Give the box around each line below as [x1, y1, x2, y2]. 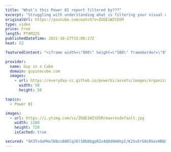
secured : [5, 139, 24, 144]
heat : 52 [5, 41, 24, 46]
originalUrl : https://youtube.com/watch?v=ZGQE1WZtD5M [5, 17, 124, 22]
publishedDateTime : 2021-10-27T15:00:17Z [5, 36, 95, 41]
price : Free [5, 27, 31, 32]
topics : [5, 96, 22, 102]
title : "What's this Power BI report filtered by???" [5, 7, 122, 13]
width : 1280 [14, 120, 40, 125]
